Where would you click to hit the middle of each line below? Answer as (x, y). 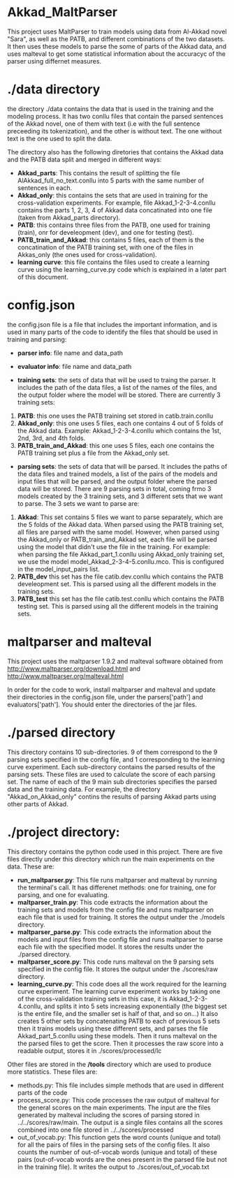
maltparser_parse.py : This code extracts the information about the (114, 932)
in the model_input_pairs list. (58, 569)
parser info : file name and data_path (70, 353)
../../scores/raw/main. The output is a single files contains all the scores (120, 1122)
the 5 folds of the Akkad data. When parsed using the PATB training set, (120, 524)
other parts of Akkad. (38, 803)
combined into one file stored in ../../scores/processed (95, 1130)
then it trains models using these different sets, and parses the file (112, 1028)
